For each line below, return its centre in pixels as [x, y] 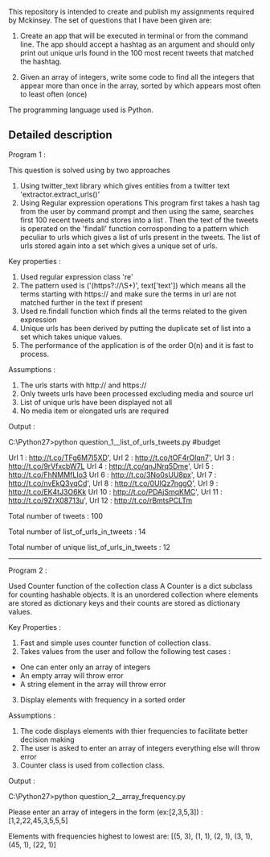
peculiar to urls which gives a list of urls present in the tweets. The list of [140, 237]
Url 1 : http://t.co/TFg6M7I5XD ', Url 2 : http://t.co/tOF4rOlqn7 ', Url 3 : [121, 457]
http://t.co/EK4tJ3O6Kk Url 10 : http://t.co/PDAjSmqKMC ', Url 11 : [115, 491]
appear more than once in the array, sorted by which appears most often [140, 85]
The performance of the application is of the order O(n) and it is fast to [137, 345]
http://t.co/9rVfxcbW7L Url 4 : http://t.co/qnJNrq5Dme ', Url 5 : [111, 466]
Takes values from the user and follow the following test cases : [125, 651]
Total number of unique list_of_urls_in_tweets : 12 [89, 547]
